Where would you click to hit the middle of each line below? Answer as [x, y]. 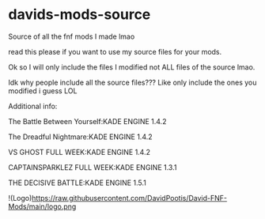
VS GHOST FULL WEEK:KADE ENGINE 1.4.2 [79, 152]
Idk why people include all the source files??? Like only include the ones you [132, 82]
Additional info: [33, 106]
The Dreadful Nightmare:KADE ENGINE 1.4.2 [80, 137]
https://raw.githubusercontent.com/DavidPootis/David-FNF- [129, 198]
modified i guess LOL [43, 91]
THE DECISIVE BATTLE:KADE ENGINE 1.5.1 [77, 183]
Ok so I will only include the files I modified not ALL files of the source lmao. [132, 67]
